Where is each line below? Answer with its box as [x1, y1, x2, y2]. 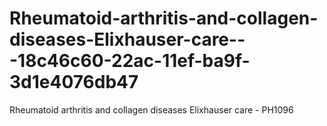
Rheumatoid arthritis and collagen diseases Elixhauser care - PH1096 [9, 103, 294, 116]
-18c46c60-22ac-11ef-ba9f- [9, 50, 251, 72]
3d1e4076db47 [9, 71, 139, 94]
